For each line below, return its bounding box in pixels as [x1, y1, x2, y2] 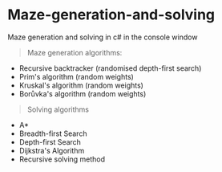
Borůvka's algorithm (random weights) [18, 88, 147, 98]
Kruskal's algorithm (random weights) [18, 80, 143, 90]
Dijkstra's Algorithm [18, 145, 85, 155]
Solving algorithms [26, 104, 90, 114]
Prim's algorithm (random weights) [18, 72, 134, 81]
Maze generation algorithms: [26, 47, 123, 57]
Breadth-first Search [18, 129, 87, 138]
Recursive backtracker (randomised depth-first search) [18, 63, 202, 73]
